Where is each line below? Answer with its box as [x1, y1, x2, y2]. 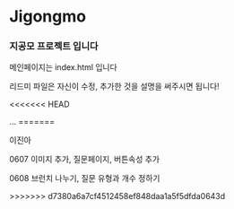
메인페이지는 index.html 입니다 [9, 62, 118, 73]
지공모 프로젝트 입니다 [9, 40, 99, 53]
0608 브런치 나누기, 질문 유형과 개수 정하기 [9, 173, 160, 184]
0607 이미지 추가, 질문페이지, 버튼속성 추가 [9, 154, 160, 165]
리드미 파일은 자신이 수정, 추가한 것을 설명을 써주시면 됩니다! [9, 81, 220, 91]
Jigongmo [9, 6, 87, 27]
